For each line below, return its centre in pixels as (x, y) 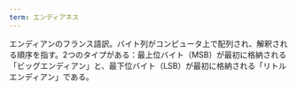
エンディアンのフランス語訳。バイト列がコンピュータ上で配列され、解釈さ (145, 43)
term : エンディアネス (44, 17)
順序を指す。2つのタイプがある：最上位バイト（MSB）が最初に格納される (151, 55)
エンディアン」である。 (52, 77)
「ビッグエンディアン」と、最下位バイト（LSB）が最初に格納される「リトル (148, 65)
